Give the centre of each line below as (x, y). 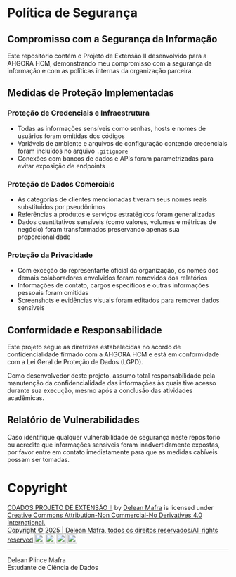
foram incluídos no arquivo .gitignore (73, 151)
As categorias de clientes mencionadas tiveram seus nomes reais (112, 199)
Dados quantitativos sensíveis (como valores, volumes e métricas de (117, 222)
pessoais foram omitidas (53, 293)
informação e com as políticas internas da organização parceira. (100, 71)
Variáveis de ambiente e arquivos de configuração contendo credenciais (122, 143)
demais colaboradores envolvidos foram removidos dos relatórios (112, 278)
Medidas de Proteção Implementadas (91, 93)
